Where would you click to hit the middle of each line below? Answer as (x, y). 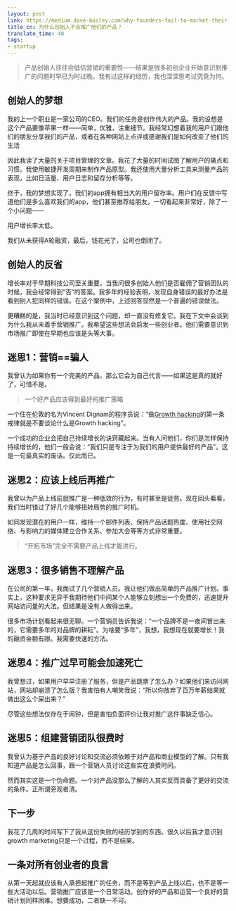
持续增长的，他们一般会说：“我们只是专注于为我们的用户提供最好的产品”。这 (118, 447)
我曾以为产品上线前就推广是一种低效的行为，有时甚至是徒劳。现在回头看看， (118, 498)
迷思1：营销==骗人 (48, 357)
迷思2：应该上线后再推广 (61, 480)
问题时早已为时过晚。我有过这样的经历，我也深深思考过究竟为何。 (132, 76)
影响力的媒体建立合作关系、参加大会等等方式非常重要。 (106, 531)
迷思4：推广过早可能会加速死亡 (75, 663)
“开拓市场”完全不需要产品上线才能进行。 (83, 546)
